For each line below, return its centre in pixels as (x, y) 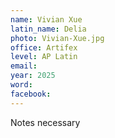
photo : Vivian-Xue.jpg (57, 38)
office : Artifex (44, 47)
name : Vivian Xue (46, 19)
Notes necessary (45, 122)
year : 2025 (33, 76)
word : (21, 85)
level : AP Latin (44, 57)
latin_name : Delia (48, 29)
